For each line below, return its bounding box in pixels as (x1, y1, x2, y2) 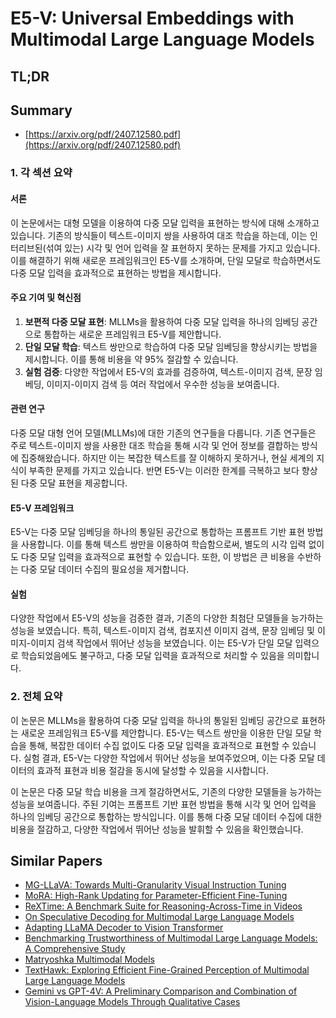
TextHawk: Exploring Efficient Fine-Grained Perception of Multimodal (24, 964, 310, 976)
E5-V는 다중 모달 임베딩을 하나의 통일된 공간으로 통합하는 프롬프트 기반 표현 (10, 526, 305, 538)
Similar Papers (10, 853, 103, 870)
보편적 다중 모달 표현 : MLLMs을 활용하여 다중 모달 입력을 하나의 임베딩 (24, 315, 300, 327)
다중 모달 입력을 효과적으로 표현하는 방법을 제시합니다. (10, 267, 222, 279)
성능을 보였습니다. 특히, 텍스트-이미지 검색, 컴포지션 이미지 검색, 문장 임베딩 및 (10, 625, 315, 637)
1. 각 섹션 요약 (10, 166, 73, 180)
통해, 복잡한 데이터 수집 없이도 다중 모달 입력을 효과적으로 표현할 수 (28, 739, 290, 751)
